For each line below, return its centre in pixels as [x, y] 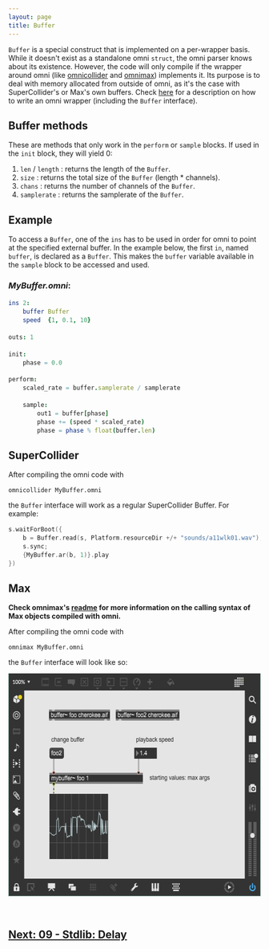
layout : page [30, 17]
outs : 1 [21, 337]
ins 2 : [19, 303]
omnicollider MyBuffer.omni [55, 491]
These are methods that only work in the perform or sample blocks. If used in [134, 145]
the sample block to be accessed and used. [79, 265]
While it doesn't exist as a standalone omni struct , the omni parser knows [130, 58]
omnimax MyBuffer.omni [46, 648]
